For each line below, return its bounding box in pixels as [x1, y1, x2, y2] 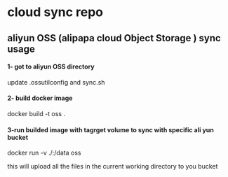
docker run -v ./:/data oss [7, 148, 81, 157]
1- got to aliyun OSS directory [7, 62, 95, 71]
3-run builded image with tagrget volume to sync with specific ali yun [7, 125, 214, 134]
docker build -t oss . [7, 109, 65, 118]
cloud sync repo [7, 4, 104, 20]
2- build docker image [7, 94, 73, 102]
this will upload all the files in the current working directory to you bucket [7, 162, 218, 171]
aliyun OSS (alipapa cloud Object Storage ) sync [7, 32, 221, 44]
